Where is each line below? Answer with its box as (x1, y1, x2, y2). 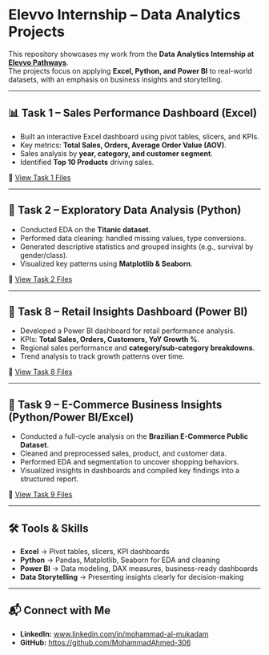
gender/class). (19, 250, 68, 259)
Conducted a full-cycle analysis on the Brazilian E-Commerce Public (19, 432, 248, 441)
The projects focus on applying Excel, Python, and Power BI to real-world (8, 66, 252, 75)
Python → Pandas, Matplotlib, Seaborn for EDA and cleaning (19, 555, 220, 565)
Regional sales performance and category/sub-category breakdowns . (19, 343, 255, 353)
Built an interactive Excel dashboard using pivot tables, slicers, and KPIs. (19, 131, 260, 141)
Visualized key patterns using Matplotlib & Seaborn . (19, 259, 193, 268)
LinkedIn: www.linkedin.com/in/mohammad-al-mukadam (19, 629, 209, 638)
